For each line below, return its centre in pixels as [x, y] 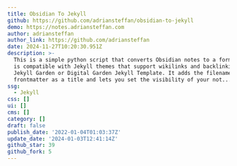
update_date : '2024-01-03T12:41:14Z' [63, 138]
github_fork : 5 [30, 152]
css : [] [19, 100]
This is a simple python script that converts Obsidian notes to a [115, 60]
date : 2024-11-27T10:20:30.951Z [55, 47]
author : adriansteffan [41, 34]
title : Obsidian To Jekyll [47, 14]
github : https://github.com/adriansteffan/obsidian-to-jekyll [101, 20]
